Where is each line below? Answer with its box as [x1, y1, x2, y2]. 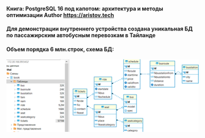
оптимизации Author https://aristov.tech [6, 11, 114, 18]
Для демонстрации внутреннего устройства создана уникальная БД [6, 25, 193, 33]
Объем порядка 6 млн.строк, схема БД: [6, 46, 114, 53]
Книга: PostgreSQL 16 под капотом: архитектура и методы [6, 5, 164, 12]
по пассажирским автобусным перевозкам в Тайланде [6, 32, 156, 39]
